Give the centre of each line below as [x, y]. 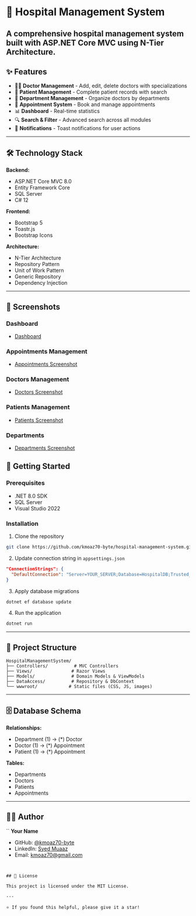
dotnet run [19, 624]
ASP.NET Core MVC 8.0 [43, 182]
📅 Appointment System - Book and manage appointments [85, 104]
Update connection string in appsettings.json [70, 558]
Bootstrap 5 [29, 223]
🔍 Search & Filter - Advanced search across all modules [83, 120]
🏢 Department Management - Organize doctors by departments [92, 98]
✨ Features [27, 72]
